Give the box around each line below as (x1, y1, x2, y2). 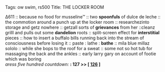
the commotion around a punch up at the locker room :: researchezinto (5, 19, 150, 25)
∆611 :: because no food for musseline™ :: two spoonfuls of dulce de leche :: (5, 14, 161, 19)
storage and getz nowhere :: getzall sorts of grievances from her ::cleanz (5, 24, 155, 30)
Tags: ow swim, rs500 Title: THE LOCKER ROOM (5, 4, 105, 10)
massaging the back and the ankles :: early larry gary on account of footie (5, 51, 156, 57)
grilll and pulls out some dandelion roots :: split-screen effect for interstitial (5, 30, 160, 35)
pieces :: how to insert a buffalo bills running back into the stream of (5, 35, 145, 41)
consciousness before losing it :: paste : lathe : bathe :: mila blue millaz (5, 40, 150, 46)
